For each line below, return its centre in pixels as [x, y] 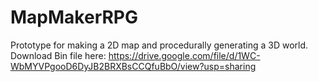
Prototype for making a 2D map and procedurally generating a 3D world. [159, 45]
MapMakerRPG [74, 17]
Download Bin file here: [58, 55]
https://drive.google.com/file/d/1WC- [184, 55]
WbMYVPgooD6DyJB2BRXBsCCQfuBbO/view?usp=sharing [133, 66]
